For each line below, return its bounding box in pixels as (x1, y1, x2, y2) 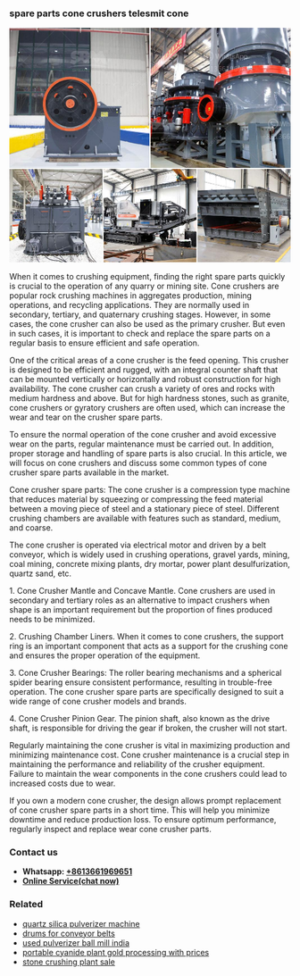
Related (9, 898, 44, 911)
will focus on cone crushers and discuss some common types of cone (9, 457, 268, 468)
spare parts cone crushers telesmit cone (9, 7, 189, 20)
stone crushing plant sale (21, 956, 116, 967)
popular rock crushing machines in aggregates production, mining (9, 289, 253, 301)
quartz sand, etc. (9, 568, 72, 579)
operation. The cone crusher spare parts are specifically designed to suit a (9, 686, 284, 697)
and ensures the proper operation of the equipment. (9, 650, 201, 661)
